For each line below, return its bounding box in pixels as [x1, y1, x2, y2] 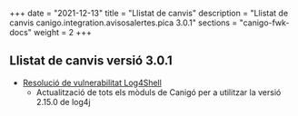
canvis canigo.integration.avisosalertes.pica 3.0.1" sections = [9, 17, 238, 28]
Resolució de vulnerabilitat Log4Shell [22, 77, 162, 88]
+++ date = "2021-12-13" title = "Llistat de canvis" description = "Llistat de [9, 8, 289, 18]
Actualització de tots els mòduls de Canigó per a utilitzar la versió [35, 86, 282, 98]
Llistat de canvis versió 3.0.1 [9, 53, 173, 69]
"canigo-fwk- [239, 17, 290, 28]
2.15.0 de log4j [35, 96, 91, 107]
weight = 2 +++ [33, 27, 93, 37]
